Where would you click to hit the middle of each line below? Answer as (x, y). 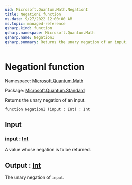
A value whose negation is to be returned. (48, 150)
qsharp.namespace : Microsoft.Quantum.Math (50, 33)
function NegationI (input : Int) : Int (48, 109)
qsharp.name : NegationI (30, 38)
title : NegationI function (33, 14)
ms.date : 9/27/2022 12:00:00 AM (39, 19)
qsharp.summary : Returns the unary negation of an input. (67, 42)
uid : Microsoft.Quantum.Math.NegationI (47, 10)
